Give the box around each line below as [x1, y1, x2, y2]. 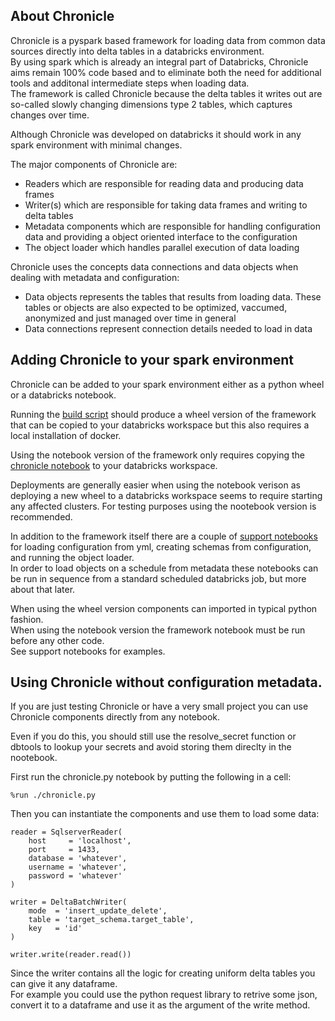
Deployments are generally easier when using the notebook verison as [10, 479, 301, 491]
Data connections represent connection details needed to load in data [24, 322, 313, 334]
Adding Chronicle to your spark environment [10, 352, 294, 369]
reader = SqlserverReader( [10, 827, 123, 838]
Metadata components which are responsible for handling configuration [24, 220, 321, 232]
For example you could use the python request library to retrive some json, [10, 989, 318, 1001]
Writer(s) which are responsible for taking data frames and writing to [24, 199, 308, 211]
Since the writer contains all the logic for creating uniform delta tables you [10, 967, 316, 979]
